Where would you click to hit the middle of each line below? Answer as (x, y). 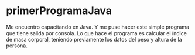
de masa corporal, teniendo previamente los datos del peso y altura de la (94, 39)
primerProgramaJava (59, 11)
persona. (17, 46)
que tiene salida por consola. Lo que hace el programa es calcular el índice (97, 33)
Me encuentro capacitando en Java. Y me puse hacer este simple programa (97, 27)
